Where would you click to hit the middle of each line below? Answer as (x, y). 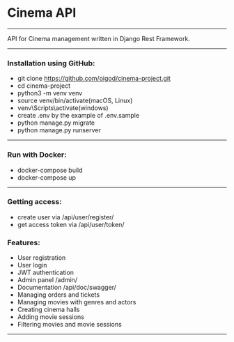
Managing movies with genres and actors (77, 302)
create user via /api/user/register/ (65, 217)
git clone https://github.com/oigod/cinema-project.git (94, 79)
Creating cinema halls (48, 310)
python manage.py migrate (56, 123)
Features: (24, 242)
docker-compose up (47, 177)
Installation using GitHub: (51, 63)
